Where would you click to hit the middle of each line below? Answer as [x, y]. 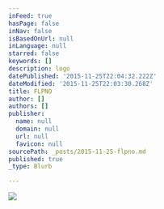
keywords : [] [30, 62]
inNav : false [30, 31]
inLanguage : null [38, 46]
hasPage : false [34, 23]
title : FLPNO [30, 91]
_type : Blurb [30, 167]
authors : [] [28, 106]
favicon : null [39, 144]
